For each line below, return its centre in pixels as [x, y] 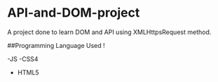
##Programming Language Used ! [56, 45]
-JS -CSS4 [23, 59]
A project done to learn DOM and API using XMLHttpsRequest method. [109, 32]
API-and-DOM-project [74, 13]
